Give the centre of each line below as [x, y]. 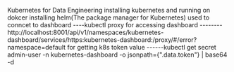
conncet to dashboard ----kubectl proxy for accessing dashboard [103, 25]
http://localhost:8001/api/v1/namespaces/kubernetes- [86, 32]
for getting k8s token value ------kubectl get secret [141, 47]
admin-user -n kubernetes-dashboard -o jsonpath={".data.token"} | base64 [117, 55]
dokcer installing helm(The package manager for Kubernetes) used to [109, 17]
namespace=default [36, 47]
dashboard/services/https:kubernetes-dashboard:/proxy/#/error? [102, 40]
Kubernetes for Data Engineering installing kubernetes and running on [109, 10]
